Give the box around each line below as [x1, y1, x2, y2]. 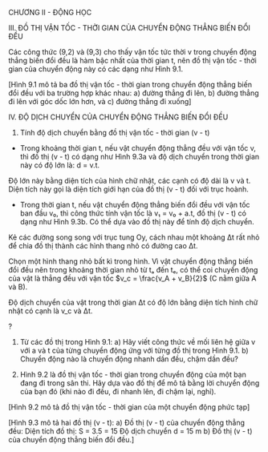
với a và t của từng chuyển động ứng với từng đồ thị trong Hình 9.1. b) [19, 345, 249, 355]
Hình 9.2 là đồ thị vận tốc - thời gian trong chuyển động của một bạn [19, 369, 246, 379]
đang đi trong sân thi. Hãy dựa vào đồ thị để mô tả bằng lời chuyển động [19, 378, 260, 388]
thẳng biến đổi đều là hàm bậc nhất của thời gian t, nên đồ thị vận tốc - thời [8, 56, 257, 65]
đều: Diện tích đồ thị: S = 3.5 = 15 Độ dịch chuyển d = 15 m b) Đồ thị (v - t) [8, 426, 253, 436]
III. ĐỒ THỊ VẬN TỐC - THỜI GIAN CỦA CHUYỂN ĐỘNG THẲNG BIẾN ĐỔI [8, 23, 251, 32]
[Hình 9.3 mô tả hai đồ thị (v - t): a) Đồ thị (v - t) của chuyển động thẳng [8, 418, 246, 427]
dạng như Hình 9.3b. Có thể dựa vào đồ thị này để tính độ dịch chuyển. [19, 217, 254, 226]
